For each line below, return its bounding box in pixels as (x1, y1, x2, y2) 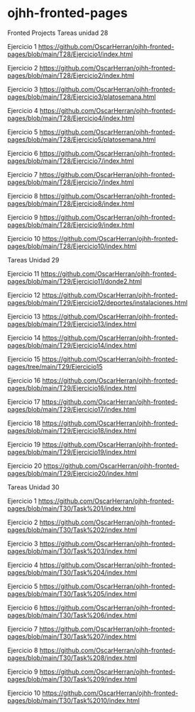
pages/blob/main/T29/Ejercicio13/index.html (7, 319, 137, 328)
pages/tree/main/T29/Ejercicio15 (7, 362, 103, 371)
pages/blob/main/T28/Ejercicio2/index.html (7, 71, 135, 80)
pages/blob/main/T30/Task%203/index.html (7, 546, 138, 556)
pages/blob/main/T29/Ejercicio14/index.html (7, 341, 137, 349)
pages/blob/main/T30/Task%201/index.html (7, 504, 136, 513)
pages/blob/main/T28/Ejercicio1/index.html (7, 50, 133, 58)
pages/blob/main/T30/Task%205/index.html (7, 589, 137, 598)
